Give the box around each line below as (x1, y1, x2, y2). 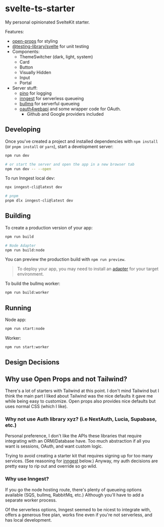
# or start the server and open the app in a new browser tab (5, 162, 135, 167)
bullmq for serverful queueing (19, 100, 80, 106)
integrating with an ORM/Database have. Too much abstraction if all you (5, 438, 150, 444)
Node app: (5, 317, 26, 323)
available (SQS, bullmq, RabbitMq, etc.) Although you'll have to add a (5, 492, 144, 498)
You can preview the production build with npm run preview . (5, 256, 126, 262)
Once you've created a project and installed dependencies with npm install (5, 138, 158, 144)
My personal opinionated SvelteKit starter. (5, 19, 90, 25)
